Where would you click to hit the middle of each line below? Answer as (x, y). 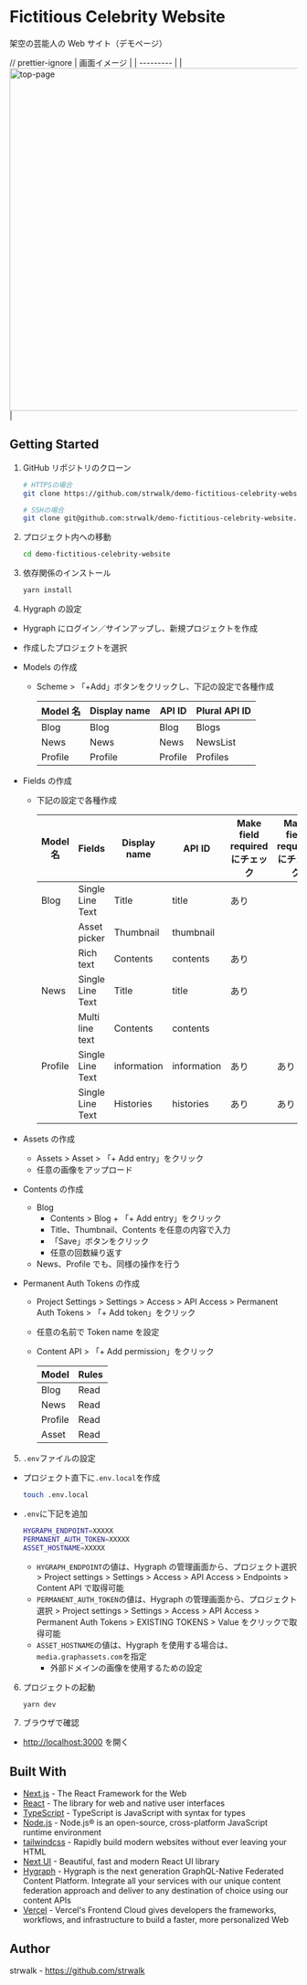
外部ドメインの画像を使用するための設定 (126, 1667)
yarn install (48, 590)
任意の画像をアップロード (85, 1170)
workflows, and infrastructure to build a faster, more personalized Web (156, 1920)
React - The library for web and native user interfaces (124, 1803)
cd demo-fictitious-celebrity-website (96, 555)
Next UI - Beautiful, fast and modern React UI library (121, 1862)
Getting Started (54, 445)
